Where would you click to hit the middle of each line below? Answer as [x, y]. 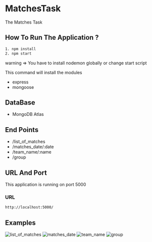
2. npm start [18, 54]
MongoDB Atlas [28, 114]
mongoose [23, 87]
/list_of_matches [29, 142]
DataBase [20, 102]
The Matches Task [24, 22]
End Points [22, 130]
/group [19, 157]
